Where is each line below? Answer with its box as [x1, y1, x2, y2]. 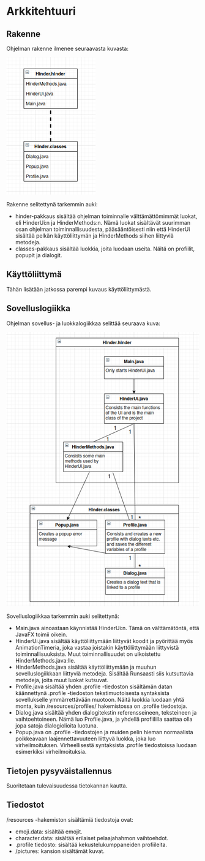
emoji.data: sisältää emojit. [15, 828, 83, 835]
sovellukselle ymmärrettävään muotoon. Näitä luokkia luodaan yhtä [15, 696, 185, 704]
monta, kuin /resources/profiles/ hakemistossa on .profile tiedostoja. [15, 702, 188, 710]
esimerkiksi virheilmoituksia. [15, 748, 87, 756]
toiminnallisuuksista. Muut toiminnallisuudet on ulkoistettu [15, 650, 161, 658]
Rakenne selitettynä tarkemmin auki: [6, 201, 98, 208]
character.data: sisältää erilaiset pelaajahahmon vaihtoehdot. [15, 834, 169, 841]
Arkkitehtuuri [6, 4, 76, 18]
